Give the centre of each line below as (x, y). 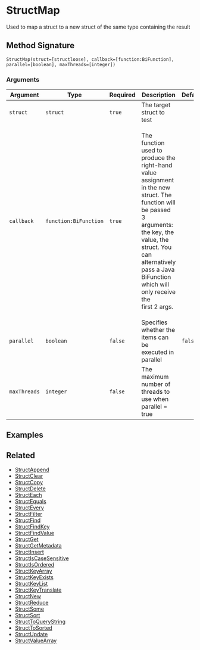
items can (155, 337)
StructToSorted (33, 628)
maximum (155, 377)
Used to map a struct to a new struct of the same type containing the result (98, 27)
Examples (25, 435)
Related (21, 455)
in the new (156, 188)
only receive (159, 292)
